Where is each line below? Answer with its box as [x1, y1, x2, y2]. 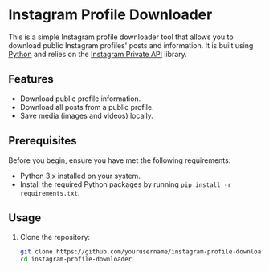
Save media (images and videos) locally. [19, 111, 154, 120]
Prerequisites [8, 134, 77, 148]
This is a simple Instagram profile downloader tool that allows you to [8, 32, 234, 42]
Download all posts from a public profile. [19, 102, 154, 111]
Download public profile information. [19, 94, 141, 103]
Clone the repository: [19, 233, 91, 242]
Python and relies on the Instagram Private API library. [8, 49, 187, 59]
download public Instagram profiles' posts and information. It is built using [8, 40, 254, 50]
